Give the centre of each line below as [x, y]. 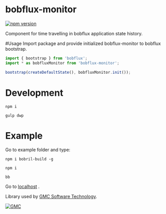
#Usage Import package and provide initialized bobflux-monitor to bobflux [83, 43]
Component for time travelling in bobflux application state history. [74, 33]
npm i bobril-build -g [29, 159]
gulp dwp [15, 115]
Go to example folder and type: [38, 150]
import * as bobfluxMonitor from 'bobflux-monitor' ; [62, 63]
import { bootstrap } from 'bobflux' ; [46, 58]
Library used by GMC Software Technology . [51, 197]
